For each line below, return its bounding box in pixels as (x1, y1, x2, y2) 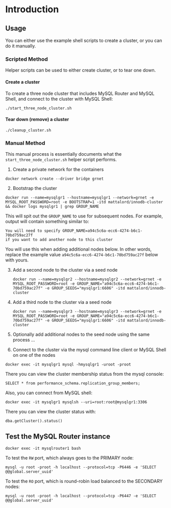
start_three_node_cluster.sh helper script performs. (5, 157, 117, 162)
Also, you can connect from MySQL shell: (5, 390, 93, 396)
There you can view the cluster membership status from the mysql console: (5, 371, 164, 377)
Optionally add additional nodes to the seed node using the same (12, 331, 150, 337)
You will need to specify (5, 228, 60, 233)
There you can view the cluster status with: (5, 408, 96, 415)
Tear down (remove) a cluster (5, 116, 69, 123)
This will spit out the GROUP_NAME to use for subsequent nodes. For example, (5, 213, 163, 219)
